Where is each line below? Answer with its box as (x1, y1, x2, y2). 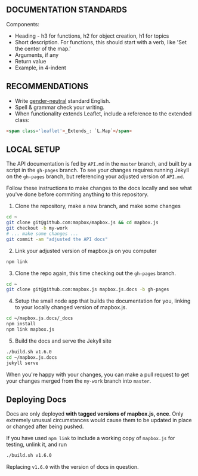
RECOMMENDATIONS (6, 81, 89, 91)
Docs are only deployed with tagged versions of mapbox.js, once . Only (6, 410, 184, 417)
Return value (14, 57, 47, 65)
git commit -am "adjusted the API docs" (6, 236, 109, 242)
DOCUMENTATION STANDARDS (6, 5, 127, 15)
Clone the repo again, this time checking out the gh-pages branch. (14, 269, 177, 277)
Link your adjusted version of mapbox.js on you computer (14, 247, 157, 254)
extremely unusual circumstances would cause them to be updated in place (6, 417, 192, 424)
